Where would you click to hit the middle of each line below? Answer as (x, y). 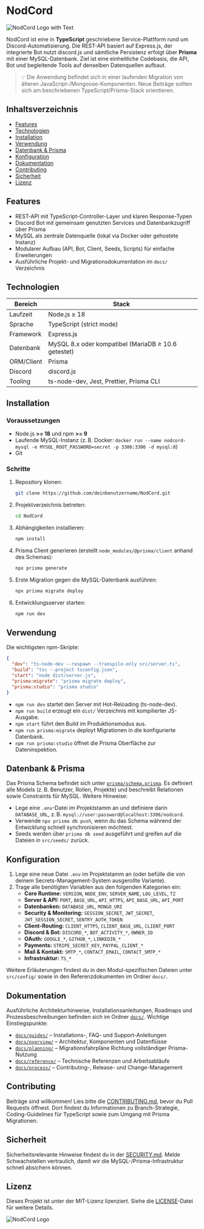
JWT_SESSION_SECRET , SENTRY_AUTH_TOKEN (73, 920)
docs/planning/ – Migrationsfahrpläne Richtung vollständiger (91, 1048)
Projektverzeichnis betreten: (50, 505)
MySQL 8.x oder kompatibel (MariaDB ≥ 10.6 (113, 344)
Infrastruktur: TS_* (48, 958)
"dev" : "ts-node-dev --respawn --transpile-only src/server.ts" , (96, 664)
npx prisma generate (41, 568)
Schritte (19, 468)
